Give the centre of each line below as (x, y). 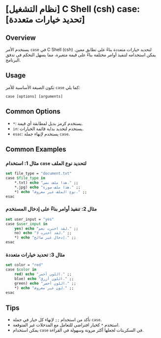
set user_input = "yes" (30, 219)
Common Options (33, 112)
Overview (21, 38)
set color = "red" (24, 265)
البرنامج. (13, 60)
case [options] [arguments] (34, 96)
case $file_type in (26, 178)
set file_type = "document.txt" (39, 173)
